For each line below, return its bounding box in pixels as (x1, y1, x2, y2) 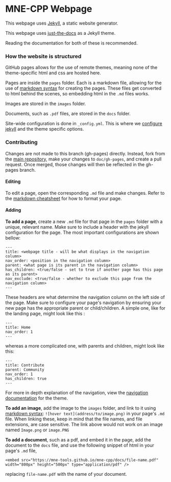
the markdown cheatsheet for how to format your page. (5, 195, 122, 202)
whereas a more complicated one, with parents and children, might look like (5, 343, 165, 349)
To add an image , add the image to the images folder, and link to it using (5, 405, 156, 411)
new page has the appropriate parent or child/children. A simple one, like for (5, 305, 166, 311)
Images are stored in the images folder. (5, 101, 86, 107)
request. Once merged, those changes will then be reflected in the (5, 161, 145, 167)
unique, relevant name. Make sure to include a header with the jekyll (5, 224, 149, 230)
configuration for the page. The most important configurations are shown (5, 229, 159, 235)
